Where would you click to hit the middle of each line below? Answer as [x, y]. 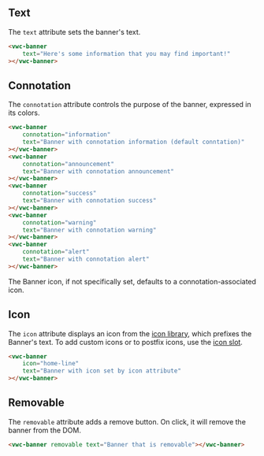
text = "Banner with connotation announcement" [99, 171]
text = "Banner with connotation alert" [86, 259]
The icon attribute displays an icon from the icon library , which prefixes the [130, 333]
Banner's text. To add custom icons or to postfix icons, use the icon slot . [125, 342]
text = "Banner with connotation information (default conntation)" [134, 142]
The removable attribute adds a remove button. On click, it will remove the [127, 421]
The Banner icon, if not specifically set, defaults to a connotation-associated [132, 281]
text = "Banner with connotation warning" [89, 230]
